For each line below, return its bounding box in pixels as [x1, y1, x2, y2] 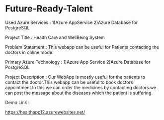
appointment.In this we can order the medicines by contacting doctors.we [5, 84, 157, 90]
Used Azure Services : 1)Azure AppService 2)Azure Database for [5, 19, 138, 25]
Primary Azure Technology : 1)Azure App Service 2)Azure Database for [5, 59, 151, 65]
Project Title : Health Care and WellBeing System [5, 34, 105, 40]
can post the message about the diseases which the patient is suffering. [5, 90, 153, 96]
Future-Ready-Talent [5, 3, 93, 14]
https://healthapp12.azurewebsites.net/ [5, 109, 85, 115]
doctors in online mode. [5, 49, 54, 55]
